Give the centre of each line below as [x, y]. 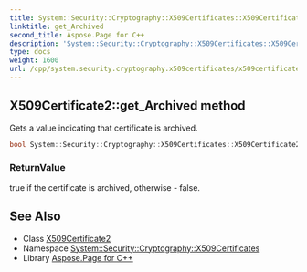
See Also [35, 217]
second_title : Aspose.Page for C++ [77, 35]
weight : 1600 [34, 60]
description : [34, 43]
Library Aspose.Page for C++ [78, 257]
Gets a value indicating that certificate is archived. [104, 128]
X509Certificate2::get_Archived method [127, 106]
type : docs [30, 52]
